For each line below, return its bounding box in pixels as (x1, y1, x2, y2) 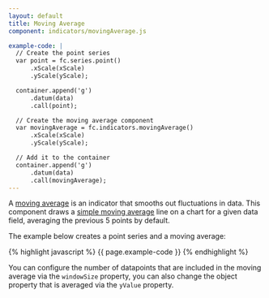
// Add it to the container (15, 153, 111, 162)
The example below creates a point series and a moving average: (8, 231, 226, 241)
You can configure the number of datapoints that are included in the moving (8, 263, 262, 273)
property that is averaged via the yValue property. (8, 280, 174, 290)
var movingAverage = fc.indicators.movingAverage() (15, 123, 194, 132)
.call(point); (29, 101, 79, 110)
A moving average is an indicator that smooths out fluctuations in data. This (8, 198, 261, 208)
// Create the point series (15, 50, 111, 58)
